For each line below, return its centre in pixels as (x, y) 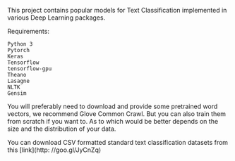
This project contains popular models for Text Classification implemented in (117, 10)
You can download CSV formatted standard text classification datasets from (117, 142)
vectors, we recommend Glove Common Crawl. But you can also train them (117, 114)
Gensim (17, 94)
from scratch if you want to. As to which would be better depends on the (113, 121)
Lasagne (19, 81)
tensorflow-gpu (30, 69)
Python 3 (20, 44)
